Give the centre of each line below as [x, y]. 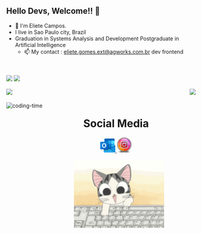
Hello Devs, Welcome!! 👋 [53, 11]
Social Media [116, 124]
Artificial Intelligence [40, 45]
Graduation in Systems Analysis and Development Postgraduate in [97, 38]
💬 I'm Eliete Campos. [41, 25]
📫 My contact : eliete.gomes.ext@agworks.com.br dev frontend [103, 51]
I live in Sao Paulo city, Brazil [50, 32]
